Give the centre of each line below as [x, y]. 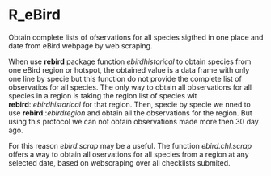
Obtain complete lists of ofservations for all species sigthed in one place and [136, 37]
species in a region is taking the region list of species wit [103, 95]
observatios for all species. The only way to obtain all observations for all [130, 87]
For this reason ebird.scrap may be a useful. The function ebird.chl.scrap [130, 145]
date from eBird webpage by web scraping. [80, 45]
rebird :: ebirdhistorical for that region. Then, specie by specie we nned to [129, 104]
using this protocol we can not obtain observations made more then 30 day [133, 121]
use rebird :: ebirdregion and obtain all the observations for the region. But [130, 113]
